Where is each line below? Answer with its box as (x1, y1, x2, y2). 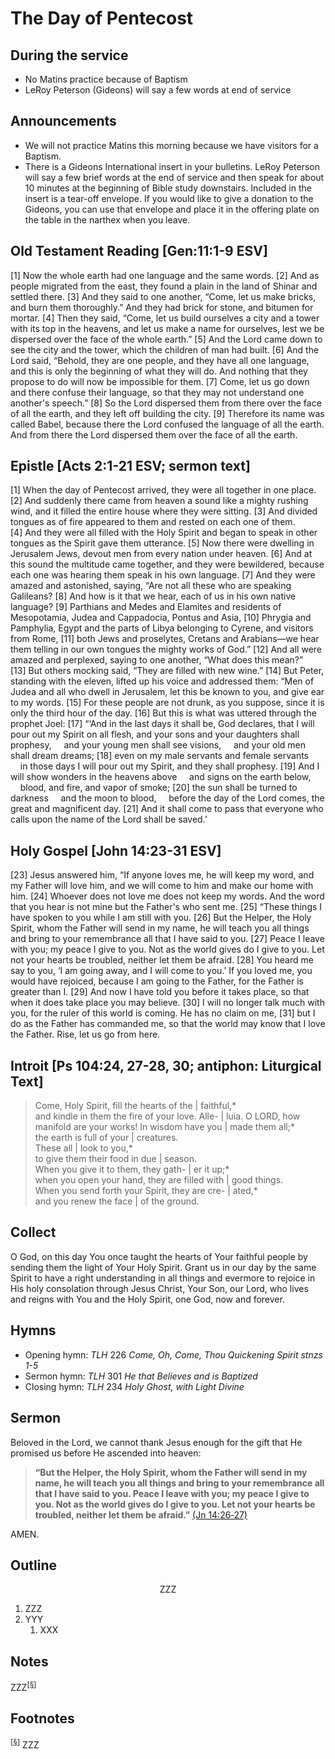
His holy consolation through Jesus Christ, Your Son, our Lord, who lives (10, 1282, 309, 1294)
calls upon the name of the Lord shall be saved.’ (10, 813, 208, 826)
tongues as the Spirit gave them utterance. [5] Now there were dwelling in (10, 537, 315, 549)
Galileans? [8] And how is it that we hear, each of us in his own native (10, 590, 297, 602)
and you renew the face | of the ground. (34, 1195, 200, 1207)
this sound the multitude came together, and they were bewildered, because (10, 558, 325, 571)
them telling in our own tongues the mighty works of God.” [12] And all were (10, 643, 323, 656)
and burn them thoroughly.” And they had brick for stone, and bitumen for (10, 301, 314, 313)
